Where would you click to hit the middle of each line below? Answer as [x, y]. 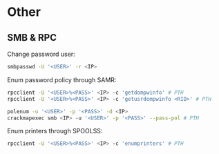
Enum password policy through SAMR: [62, 79]
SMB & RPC [32, 38]
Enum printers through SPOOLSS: [55, 131]
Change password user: [41, 54]
